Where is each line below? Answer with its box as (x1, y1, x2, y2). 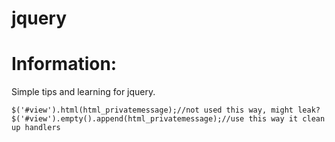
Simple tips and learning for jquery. (11, 86, 156, 98)
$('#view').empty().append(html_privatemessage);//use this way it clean (11, 114, 326, 124)
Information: (11, 53, 118, 76)
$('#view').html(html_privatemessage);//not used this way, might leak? (11, 105, 321, 116)
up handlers (11, 123, 61, 133)
